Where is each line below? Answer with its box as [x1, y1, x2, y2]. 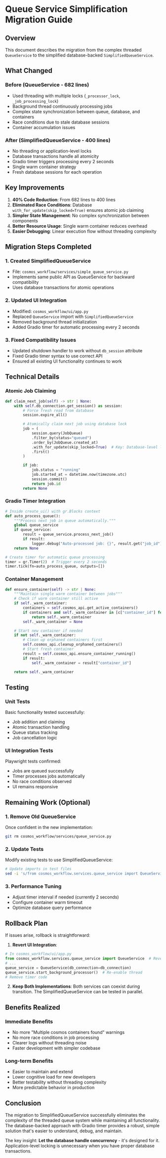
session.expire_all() [23, 413, 68, 418]
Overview [5, 34, 36, 42]
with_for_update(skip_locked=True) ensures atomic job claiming [12, 207, 144, 213]
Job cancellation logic [12, 735, 58, 741]
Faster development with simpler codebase [12, 1045, 100, 1051]
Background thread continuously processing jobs [12, 103, 113, 109]
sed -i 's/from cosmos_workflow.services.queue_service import [5, 871, 138, 876]
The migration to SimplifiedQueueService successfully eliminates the [5, 1112, 146, 1118]
